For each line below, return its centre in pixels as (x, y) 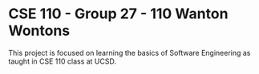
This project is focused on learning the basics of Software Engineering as (129, 53)
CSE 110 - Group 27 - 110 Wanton (118, 14)
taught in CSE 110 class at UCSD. (62, 61)
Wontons (39, 31)
